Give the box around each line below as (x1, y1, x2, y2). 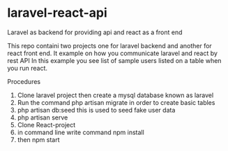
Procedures (7, 77, 40, 85)
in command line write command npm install (17, 128, 144, 136)
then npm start (17, 135, 61, 144)
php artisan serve (17, 113, 68, 122)
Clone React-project (17, 120, 76, 129)
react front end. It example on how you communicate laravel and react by (7, 49, 218, 57)
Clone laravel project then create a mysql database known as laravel (17, 91, 214, 99)
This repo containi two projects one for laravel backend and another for (7, 41, 213, 50)
